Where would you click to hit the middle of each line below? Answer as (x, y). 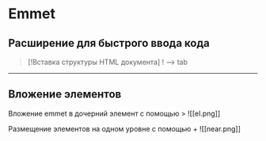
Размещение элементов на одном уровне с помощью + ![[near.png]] (125, 128)
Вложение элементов (65, 95)
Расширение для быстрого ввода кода (109, 43)
